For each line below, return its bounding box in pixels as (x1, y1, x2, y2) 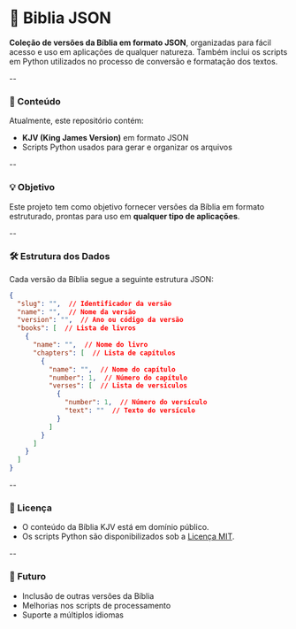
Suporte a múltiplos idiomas (21, 610, 124, 620)
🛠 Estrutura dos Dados (9, 250, 110, 263)
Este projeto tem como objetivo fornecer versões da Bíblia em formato (9, 201, 265, 211)
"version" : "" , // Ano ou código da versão (17, 316, 184, 325)
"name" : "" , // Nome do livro (32, 341, 148, 349)
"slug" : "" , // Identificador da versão (17, 299, 172, 308)
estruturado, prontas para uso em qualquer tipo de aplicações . (9, 211, 240, 221)
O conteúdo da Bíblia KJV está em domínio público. (21, 522, 209, 533)
